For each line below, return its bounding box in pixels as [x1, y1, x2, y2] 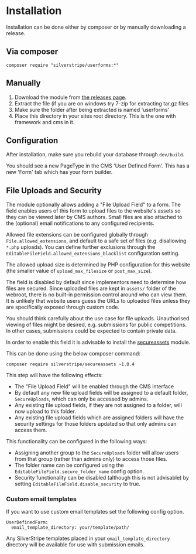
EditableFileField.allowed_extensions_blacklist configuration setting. [6, 250, 180, 257]
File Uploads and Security [6, 186, 102, 196]
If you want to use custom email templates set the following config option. [6, 508, 184, 515]
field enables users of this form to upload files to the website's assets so [6, 207, 181, 214]
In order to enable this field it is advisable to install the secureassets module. [6, 338, 191, 346]
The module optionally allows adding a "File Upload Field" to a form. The [6, 201, 181, 208]
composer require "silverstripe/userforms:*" [6, 62, 119, 68]
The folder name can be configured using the [14, 461, 124, 469]
